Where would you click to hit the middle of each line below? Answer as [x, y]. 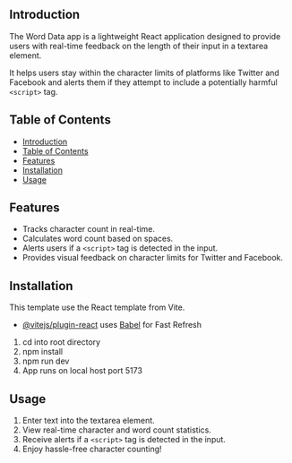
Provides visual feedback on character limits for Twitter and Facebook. [153, 258]
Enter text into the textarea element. [88, 421]
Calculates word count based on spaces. [98, 239]
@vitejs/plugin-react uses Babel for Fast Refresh [112, 325]
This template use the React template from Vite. [97, 307]
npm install [43, 352]
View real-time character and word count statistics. [117, 430]
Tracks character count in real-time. [88, 229]
